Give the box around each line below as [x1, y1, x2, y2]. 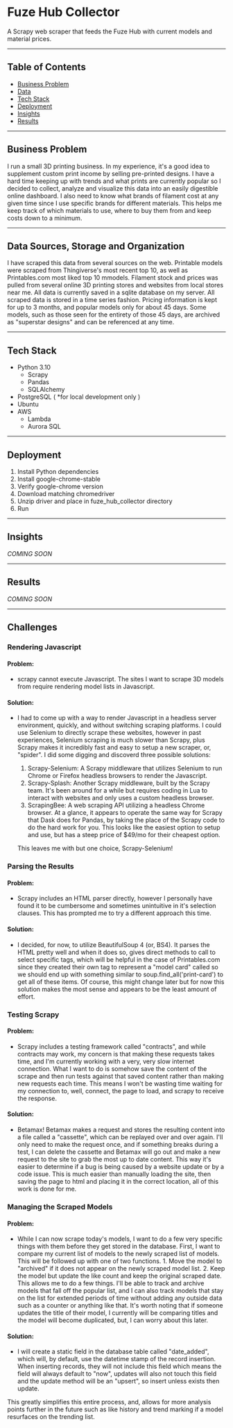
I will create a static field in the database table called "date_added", [17, 1347, 209, 1356]
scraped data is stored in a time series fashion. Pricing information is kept [7, 296, 217, 304]
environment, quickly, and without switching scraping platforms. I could [17, 721, 222, 729]
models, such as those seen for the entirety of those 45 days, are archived [7, 310, 221, 319]
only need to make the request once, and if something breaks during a [17, 1141, 218, 1148]
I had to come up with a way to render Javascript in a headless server [17, 714, 217, 722]
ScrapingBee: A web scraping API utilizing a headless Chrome [27, 801, 205, 809]
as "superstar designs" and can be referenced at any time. [7, 318, 175, 326]
